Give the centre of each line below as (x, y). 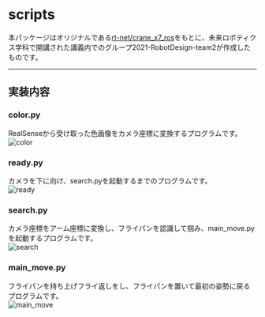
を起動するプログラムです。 (53, 238)
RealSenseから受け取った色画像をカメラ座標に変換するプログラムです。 (125, 133)
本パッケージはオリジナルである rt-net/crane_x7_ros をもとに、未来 (116, 37)
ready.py (26, 162)
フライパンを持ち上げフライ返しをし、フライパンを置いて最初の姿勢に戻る (129, 285)
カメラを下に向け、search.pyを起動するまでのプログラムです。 (110, 180)
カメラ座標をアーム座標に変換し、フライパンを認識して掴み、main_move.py (131, 228)
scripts (32, 15)
